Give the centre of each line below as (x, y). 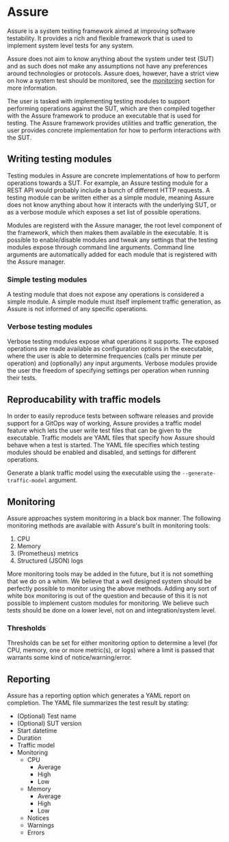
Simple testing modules (47, 280)
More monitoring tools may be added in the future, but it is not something (110, 573)
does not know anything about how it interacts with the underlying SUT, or (112, 205)
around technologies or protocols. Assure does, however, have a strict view (113, 73)
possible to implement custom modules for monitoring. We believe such (108, 603)
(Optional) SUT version (49, 723)
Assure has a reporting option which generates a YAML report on (98, 695)
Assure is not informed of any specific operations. (78, 309)
